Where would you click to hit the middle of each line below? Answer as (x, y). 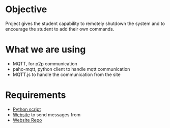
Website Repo (27, 120)
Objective (26, 9)
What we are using (46, 50)
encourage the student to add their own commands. (60, 29)
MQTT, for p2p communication (45, 63)
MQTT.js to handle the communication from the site (66, 74)
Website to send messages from (47, 114)
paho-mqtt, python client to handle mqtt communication (71, 69)
